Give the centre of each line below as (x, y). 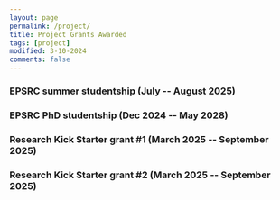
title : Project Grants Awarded (68, 34)
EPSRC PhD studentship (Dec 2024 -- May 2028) (119, 115)
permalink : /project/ (50, 26)
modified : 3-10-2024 (48, 51)
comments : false (40, 59)
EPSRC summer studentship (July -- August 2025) (123, 91)
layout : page (34, 18)
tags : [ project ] (40, 43)
